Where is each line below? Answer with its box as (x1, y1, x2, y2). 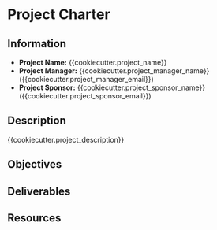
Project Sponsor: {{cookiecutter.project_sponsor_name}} (18, 83, 206, 92)
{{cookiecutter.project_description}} (7, 135, 125, 144)
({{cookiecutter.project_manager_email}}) (18, 75, 155, 83)
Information (7, 37, 67, 50)
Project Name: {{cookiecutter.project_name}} (18, 57, 167, 67)
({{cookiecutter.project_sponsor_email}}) (18, 91, 152, 100)
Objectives (7, 158, 62, 171)
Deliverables (7, 184, 71, 198)
